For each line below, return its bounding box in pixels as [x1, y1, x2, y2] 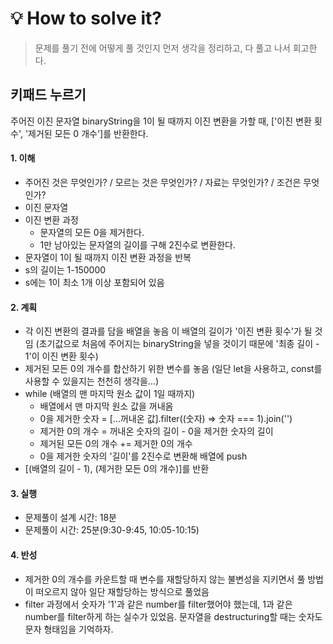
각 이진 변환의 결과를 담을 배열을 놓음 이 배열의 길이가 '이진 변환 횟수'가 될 [24, 325, 313, 337]
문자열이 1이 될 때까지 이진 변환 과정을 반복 [24, 251, 192, 263]
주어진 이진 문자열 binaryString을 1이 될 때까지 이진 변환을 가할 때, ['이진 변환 [10, 115, 312, 127]
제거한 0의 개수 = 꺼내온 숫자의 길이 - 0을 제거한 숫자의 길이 [39, 425, 274, 437]
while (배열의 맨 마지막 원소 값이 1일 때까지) [24, 388, 196, 400]
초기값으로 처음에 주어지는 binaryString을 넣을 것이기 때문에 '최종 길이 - [38, 338, 320, 350]
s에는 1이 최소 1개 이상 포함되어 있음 [24, 276, 165, 288]
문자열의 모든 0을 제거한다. [39, 226, 145, 238]
